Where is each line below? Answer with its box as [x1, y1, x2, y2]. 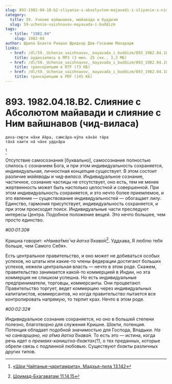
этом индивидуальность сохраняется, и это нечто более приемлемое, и [5, 190, 164, 196]
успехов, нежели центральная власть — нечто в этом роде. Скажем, [5, 264, 157, 270]
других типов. [5, 349, 36, 355]
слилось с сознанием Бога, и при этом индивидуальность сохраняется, [5, 162, 163, 169]
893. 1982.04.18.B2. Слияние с [5, 96, 141, 108]
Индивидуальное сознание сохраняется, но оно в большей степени [5, 316, 155, 322]
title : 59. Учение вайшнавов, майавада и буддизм [10, 17, 118, 22]
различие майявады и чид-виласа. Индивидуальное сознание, [5, 173, 144, 179]
